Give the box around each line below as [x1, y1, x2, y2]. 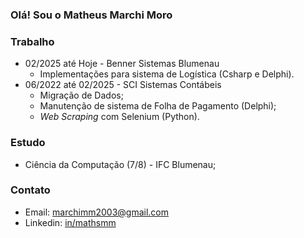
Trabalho [10, 34, 55, 48]
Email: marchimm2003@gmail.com [24, 206, 170, 218]
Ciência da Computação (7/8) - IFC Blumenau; [24, 158, 217, 170]
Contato [10, 183, 51, 197]
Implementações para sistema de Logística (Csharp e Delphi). [39, 68, 295, 80]
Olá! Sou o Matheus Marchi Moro [10, 8, 173, 22]
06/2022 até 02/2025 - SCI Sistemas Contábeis [24, 79, 222, 91]
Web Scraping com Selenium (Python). [39, 111, 200, 123]
